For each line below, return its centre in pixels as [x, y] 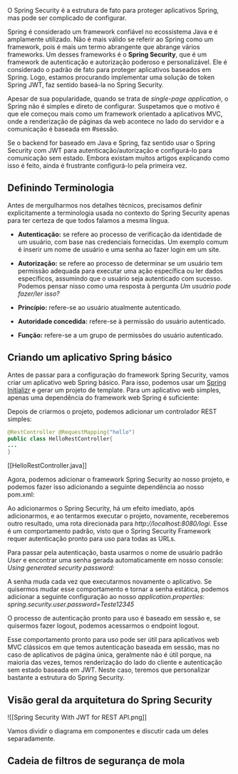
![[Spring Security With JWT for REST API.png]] [77, 717]
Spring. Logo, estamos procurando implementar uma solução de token [111, 77]
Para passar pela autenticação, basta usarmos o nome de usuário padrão [115, 553]
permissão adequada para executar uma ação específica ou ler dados [120, 271]
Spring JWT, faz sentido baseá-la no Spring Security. [86, 85]
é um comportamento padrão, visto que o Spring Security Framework [109, 531]
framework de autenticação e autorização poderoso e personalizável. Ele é [118, 62]
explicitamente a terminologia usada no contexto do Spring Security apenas [119, 213]
